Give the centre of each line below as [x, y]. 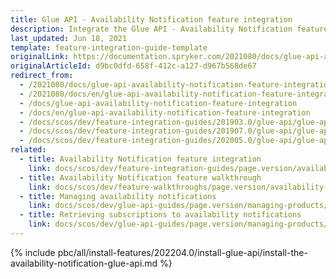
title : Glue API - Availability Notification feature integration [151, 19]
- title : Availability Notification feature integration [140, 159]
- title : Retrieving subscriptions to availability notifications [160, 215]
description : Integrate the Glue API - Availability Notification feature [169, 29]
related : [28, 150]
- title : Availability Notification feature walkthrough [140, 177]
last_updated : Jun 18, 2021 [69, 38]
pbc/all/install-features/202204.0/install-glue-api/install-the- [182, 252]
